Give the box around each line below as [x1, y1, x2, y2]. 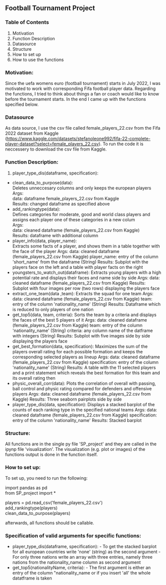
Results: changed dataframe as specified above [12, 201, 110, 207]
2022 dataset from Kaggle [5, 130, 59, 136]
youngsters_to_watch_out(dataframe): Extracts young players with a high [12, 269, 162, 275]
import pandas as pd [5, 485, 48, 491]
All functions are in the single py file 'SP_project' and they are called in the [5, 441, 157, 447]
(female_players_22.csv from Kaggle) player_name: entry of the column [12, 253, 159, 259]
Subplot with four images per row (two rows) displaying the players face [12, 285, 160, 291]
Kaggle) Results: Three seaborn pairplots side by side [12, 396, 122, 402]
